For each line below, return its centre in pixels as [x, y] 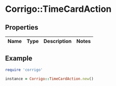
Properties [22, 27]
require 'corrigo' [24, 70]
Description [58, 41]
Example [19, 59]
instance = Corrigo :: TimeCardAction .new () [49, 79]
